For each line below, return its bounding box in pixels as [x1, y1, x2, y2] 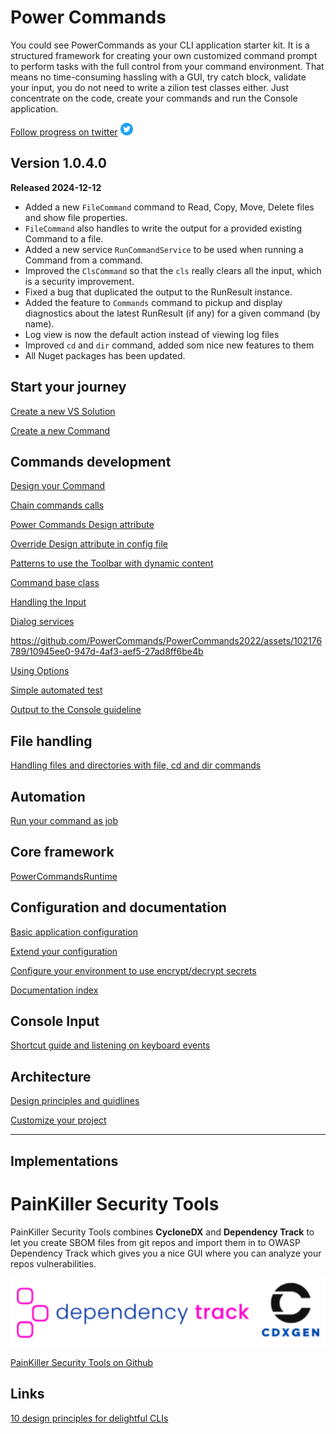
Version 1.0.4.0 [10, 155, 107, 172]
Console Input [10, 1013, 100, 1030]
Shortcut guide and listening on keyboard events [10, 1039, 211, 1051]
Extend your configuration [10, 945, 118, 957]
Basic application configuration [10, 926, 138, 938]
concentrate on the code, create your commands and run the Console [10, 92, 298, 104]
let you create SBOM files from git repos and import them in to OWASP [10, 1236, 301, 1248]
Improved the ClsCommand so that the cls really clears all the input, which [24, 264, 322, 276]
